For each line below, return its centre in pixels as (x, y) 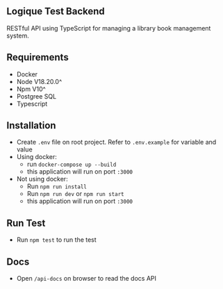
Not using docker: (42, 179)
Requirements (38, 57)
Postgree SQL (36, 96)
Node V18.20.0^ (39, 81)
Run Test (26, 223)
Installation (31, 125)
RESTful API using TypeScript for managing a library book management (109, 28)
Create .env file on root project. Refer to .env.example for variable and (116, 142)
